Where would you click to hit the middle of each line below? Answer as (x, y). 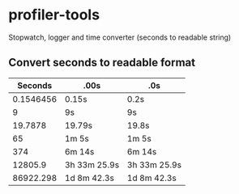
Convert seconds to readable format (102, 63)
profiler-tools (54, 15)
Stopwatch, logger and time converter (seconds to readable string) (120, 37)
